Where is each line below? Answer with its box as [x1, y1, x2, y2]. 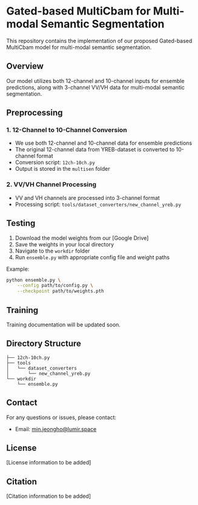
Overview [6, 61, 44, 71]
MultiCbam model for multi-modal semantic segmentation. [6, 44, 152, 51]
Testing [6, 218, 36, 228]
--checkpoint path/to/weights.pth [17, 288, 104, 294]
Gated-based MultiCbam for [6, 4, 151, 18]
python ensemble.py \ [6, 277, 61, 283]
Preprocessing [6, 108, 63, 118]
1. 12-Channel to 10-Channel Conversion [6, 126, 127, 134]
